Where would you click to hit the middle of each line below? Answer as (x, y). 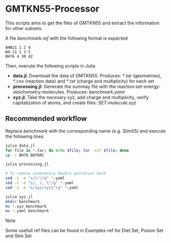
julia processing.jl (27, 164)
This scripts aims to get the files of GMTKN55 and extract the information (82, 23)
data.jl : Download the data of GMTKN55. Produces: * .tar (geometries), (87, 75)
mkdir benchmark (22, 201)
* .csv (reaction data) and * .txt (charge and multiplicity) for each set (83, 81)
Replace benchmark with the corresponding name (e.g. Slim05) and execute (86, 131)
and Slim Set (19, 236)
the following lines (25, 136)
